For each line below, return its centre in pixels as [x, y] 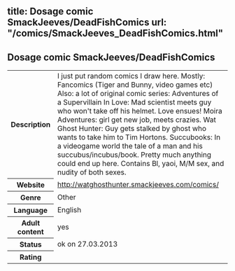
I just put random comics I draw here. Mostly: [131, 76]
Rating [31, 257]
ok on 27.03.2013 [87, 244]
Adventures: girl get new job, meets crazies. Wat [137, 120]
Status [31, 244]
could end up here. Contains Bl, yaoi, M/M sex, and [141, 164]
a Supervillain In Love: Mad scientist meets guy [134, 102]
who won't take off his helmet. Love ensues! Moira [140, 111]
